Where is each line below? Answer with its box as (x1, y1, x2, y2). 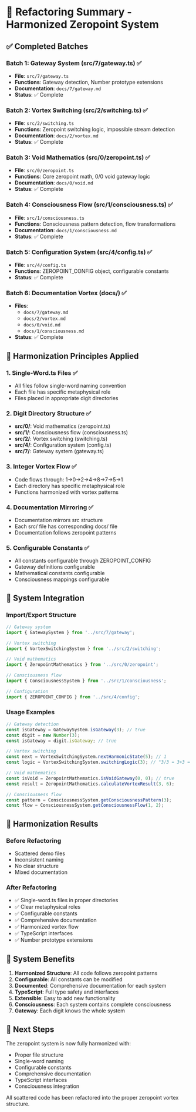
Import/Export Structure (6, 611, 77, 619)
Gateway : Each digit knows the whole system (14, 1007, 125, 1014)
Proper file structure (14, 1051, 63, 1058)
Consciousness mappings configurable (14, 576, 110, 583)
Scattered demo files (14, 850, 66, 857)
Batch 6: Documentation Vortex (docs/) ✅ (6, 289, 127, 297)
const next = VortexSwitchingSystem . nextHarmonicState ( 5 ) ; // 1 (6, 754, 167, 760)
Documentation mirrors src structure (14, 516, 103, 523)
